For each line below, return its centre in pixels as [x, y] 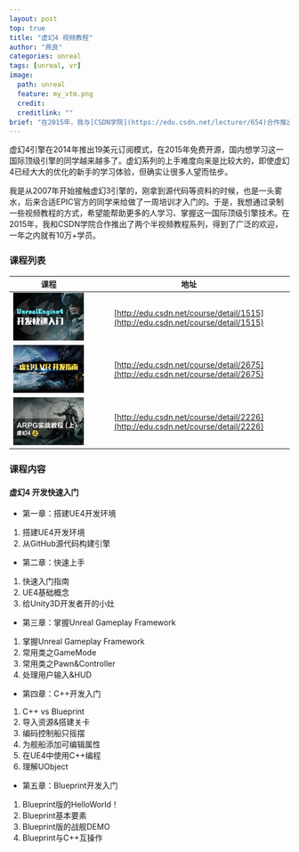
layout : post [33, 19]
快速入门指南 [45, 581]
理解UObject [45, 767]
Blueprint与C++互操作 [62, 838]
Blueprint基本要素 [54, 815]
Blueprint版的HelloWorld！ [70, 805]
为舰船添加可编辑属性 [61, 744]
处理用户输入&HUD [57, 675]
